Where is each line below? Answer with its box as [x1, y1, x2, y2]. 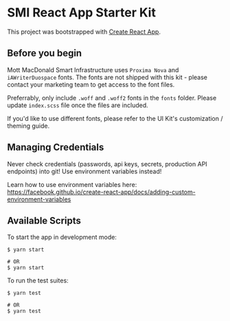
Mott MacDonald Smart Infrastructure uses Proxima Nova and [7, 65, 179, 74]
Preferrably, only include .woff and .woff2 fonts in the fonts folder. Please [7, 93, 217, 102]
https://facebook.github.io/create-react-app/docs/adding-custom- [7, 188, 196, 196]
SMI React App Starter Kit [7, 5, 157, 21]
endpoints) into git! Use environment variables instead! [7, 167, 162, 175]
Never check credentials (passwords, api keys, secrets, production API [7, 159, 207, 168]
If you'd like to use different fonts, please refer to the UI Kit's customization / [7, 114, 223, 122]
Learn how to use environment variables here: [7, 180, 137, 188]
